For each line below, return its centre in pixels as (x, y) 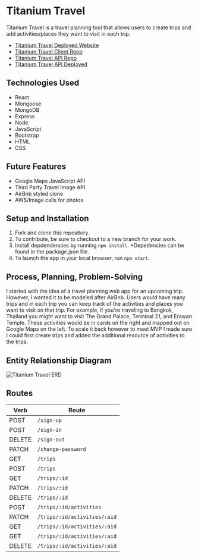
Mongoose (28, 104)
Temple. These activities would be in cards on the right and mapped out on (98, 323)
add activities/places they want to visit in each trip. (68, 33)
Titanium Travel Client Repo (49, 51)
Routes (20, 394)
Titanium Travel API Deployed (51, 64)
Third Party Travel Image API (50, 187)
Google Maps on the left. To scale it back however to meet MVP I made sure (99, 329)
